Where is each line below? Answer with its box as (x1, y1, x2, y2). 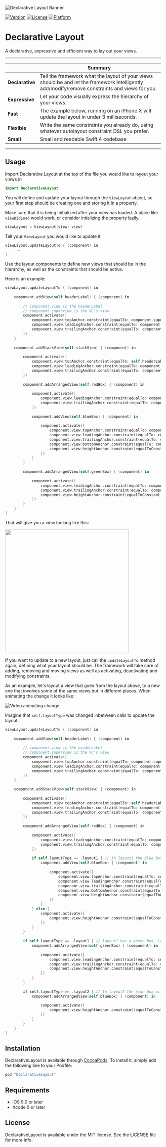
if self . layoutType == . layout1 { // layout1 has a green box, (23, 939, 156, 944)
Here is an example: (5, 276, 46, 282)
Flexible (7, 124, 27, 131)
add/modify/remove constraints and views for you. (40, 85, 157, 92)
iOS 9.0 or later (12, 1099, 43, 1105)
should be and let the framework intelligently (40, 79, 143, 86)
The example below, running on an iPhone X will (40, 107, 152, 114)
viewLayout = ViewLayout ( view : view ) (5, 224, 83, 229)
